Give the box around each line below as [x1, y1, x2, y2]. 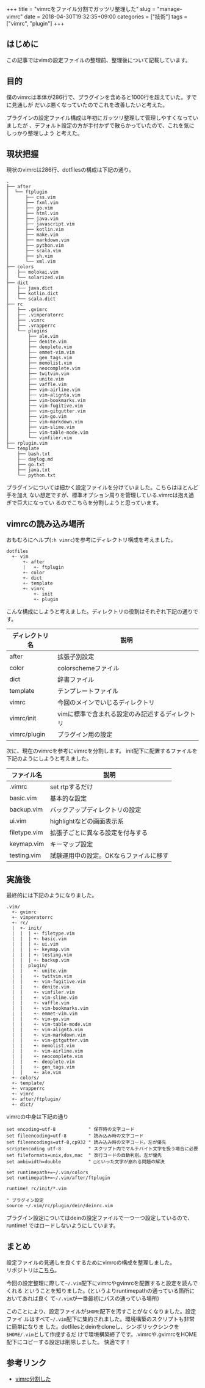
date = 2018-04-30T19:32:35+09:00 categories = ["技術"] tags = [24, 13, 188, 20]
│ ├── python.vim [6, 243, 64, 249]
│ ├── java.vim [6, 216, 59, 222]
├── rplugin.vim [6, 440, 48, 447]
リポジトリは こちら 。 [6, 1266, 60, 1274]
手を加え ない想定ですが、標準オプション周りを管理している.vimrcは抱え [6, 491, 189, 499]
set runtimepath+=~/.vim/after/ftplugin [6, 1175, 111, 1181]
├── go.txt [17, 462, 45, 468]
